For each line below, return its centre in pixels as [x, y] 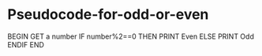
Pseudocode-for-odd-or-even [108, 15]
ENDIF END [26, 44]
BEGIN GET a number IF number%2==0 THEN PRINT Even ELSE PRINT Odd [131, 36]
